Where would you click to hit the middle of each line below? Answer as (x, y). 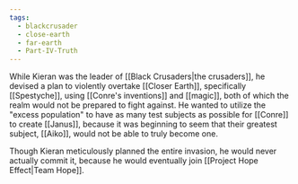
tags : (19, 18)
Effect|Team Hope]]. (47, 171)
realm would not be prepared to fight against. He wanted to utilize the (138, 105)
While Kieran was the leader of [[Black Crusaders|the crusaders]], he (137, 76)
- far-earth (40, 43)
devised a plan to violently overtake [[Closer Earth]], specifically (128, 86)
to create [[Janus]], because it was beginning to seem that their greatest (144, 124)
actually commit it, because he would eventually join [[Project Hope (134, 161)
